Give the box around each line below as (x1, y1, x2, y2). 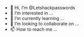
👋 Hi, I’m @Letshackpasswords (10, 5, 75, 10)
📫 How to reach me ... (10, 26, 58, 32)
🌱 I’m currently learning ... (10, 15, 65, 21)
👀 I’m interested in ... (10, 10, 53, 16)
